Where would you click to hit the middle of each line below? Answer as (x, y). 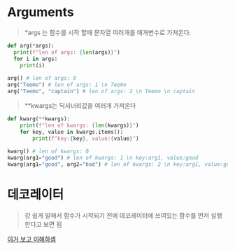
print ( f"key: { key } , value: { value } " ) (86, 138)
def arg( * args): (31, 46)
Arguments (41, 12)
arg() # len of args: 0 (42, 78)
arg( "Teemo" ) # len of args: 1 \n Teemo (67, 85)
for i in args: (36, 59)
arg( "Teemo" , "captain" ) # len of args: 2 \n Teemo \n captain (101, 92)
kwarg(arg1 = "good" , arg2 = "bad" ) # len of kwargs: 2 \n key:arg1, (104, 165)
